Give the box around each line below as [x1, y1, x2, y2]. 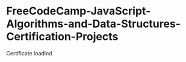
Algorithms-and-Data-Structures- [6, 17, 181, 31]
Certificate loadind [6, 49, 52, 57]
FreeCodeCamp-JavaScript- [6, 4, 151, 18]
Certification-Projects [6, 30, 119, 43]
